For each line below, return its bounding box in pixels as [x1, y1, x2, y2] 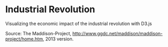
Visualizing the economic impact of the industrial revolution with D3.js [5, 20, 152, 27]
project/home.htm [5, 36, 43, 42]
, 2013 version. [42, 36, 74, 42]
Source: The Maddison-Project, [5, 30, 71, 36]
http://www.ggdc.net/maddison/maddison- [72, 30, 163, 36]
